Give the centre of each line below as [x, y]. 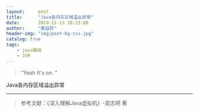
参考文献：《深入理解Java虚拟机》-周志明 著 [74, 103]
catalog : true [24, 39]
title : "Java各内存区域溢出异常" [50, 17]
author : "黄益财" [31, 28]
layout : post [28, 12]
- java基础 [29, 50]
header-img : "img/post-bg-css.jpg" [50, 34]
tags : [13, 45]
